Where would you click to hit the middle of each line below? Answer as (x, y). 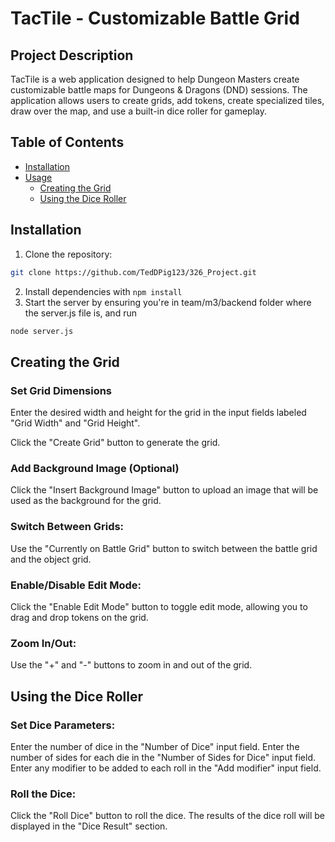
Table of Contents (67, 142)
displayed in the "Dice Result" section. (89, 826)
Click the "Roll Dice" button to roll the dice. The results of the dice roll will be (168, 816)
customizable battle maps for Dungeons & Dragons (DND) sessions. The (159, 90)
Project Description (72, 55)
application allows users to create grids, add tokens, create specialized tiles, (167, 100)
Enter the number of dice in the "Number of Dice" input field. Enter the (155, 746)
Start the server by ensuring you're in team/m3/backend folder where (168, 302)
